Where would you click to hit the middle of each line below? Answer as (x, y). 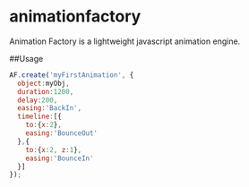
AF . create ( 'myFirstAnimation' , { (72, 75)
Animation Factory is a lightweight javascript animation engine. (125, 41)
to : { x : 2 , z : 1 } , (54, 149)
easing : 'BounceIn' (60, 158)
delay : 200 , (38, 100)
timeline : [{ (40, 117)
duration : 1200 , (46, 91)
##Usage (26, 58)
